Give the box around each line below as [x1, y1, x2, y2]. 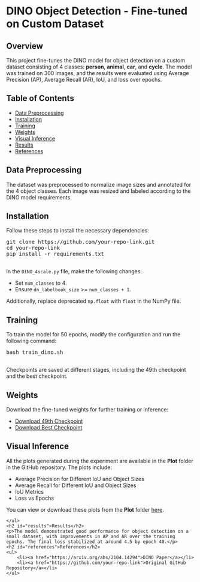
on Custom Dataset [6, 17, 104, 31]
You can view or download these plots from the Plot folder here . [6, 506, 165, 513]
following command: [6, 338, 57, 345]
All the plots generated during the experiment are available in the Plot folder [6, 457, 193, 464]
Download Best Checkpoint [14, 424, 83, 431]
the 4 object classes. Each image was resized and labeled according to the [6, 187, 191, 195]
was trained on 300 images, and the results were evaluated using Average [6, 70, 189, 76]
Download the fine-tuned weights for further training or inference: [6, 406, 169, 413]
